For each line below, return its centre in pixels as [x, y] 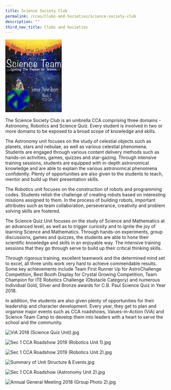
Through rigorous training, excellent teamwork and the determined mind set [85, 258]
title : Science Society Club [36, 11]
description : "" [23, 22]
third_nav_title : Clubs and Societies [47, 27]
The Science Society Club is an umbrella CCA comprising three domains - [83, 120]
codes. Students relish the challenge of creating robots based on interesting [85, 194]
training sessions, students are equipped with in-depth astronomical [77, 163]
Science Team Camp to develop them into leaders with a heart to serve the [84, 317]
